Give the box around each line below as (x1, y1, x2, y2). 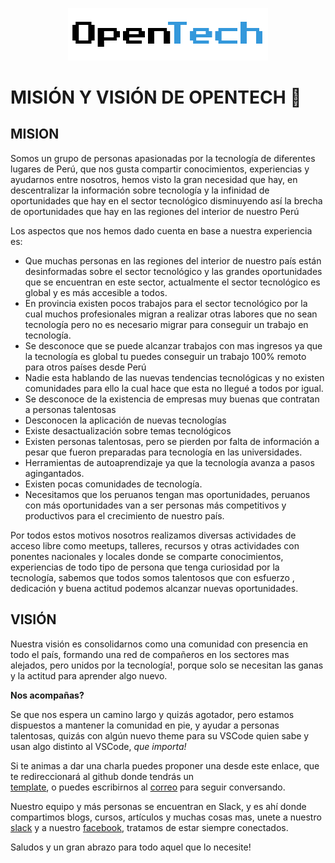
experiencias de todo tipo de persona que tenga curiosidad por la (10, 561, 280, 573)
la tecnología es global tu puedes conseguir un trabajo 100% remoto (24, 350, 307, 362)
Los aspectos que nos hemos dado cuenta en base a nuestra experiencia (10, 224, 313, 237)
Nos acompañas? (10, 689, 85, 701)
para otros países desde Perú (24, 361, 147, 373)
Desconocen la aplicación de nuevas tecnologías (24, 414, 227, 426)
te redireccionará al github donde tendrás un (10, 770, 195, 782)
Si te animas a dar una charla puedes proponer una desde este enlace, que (10, 759, 320, 772)
